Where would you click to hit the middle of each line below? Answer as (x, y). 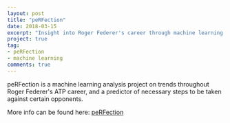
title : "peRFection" (37, 20)
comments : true (29, 65)
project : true (28, 39)
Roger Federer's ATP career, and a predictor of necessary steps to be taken (114, 91)
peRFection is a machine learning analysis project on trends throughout (108, 84)
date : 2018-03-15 (32, 26)
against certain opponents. (45, 99)
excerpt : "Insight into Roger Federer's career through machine (101, 33)
